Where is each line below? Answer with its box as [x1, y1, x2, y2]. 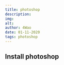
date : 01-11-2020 [5, 30, 40, 35]
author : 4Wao [5, 25, 32, 30]
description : [5, 12, 32, 17]
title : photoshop [5, 7, 40, 12]
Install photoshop [5, 52, 59, 61]
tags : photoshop [5, 35, 38, 40]
